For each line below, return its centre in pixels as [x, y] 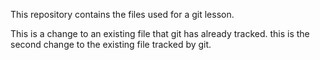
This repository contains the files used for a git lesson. [122, 14]
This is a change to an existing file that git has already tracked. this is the [160, 33]
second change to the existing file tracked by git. [111, 44]
